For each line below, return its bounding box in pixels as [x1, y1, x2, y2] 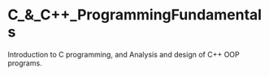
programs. [7, 58, 42, 68]
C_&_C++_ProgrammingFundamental [7, 6, 262, 24]
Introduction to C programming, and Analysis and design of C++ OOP [7, 49, 241, 59]
